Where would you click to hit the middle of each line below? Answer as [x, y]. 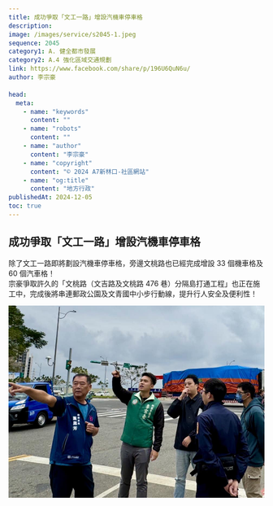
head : [17, 94]
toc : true [25, 206]
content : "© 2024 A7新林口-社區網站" [89, 172]
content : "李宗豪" [59, 155]
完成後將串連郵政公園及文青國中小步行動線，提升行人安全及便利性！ [143, 294]
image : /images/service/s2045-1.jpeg [72, 34]
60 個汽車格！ [32, 273]
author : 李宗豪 [32, 77]
